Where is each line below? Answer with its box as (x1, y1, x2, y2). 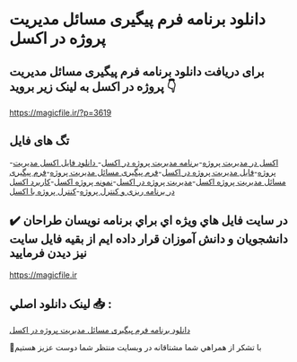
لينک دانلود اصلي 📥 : (9, 296, 112, 312)
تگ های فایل (9, 133, 70, 148)
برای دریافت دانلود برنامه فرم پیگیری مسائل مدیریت (9, 64, 265, 79)
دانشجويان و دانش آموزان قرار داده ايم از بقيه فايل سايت (9, 232, 289, 247)
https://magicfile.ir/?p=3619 (9, 108, 112, 118)
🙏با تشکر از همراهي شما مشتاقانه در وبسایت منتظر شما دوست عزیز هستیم (9, 342, 262, 353)
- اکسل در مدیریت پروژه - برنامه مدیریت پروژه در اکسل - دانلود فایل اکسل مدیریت (9, 157, 279, 168)
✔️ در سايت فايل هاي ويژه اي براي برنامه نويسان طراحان (9, 213, 289, 228)
